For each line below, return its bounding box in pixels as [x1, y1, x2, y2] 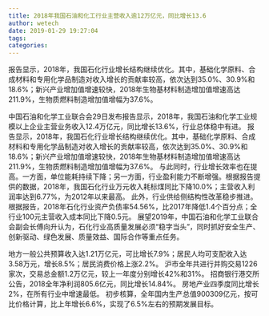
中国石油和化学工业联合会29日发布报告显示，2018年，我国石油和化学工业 [8, 111, 251, 121]
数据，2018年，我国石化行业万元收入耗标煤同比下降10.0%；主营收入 [22, 182, 248, 192]
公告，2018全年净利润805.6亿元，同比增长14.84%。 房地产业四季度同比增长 [8, 279, 259, 289]
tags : [8, 34, 26, 43]
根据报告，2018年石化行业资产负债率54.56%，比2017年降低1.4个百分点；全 [8, 202, 258, 212]
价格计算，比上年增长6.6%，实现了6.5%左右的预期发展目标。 [14, 299, 219, 309]
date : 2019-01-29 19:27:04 [8, 26, 98, 34]
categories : [8, 42, 48, 50]
